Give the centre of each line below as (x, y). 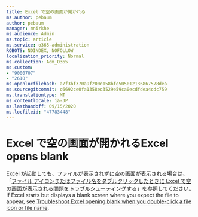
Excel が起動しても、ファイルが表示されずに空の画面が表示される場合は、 (97, 173)
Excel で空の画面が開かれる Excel (87, 143)
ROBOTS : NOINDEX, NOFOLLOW (40, 51)
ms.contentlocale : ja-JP (37, 100)
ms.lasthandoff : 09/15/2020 (41, 106)
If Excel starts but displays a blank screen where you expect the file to (93, 195)
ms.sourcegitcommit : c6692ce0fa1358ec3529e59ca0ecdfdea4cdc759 (87, 90)
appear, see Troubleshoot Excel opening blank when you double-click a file (99, 201)
